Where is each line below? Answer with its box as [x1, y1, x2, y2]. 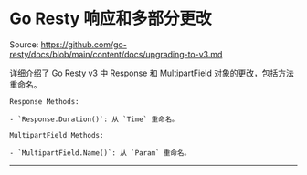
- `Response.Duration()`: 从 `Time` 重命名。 [9, 115, 179, 124]
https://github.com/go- [40, 38, 128, 50]
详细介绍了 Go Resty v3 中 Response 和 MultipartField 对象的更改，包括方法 [9, 67, 294, 78]
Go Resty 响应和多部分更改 [9, 8, 212, 29]
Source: [9, 38, 39, 50]
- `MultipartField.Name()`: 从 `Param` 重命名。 [9, 148, 192, 158]
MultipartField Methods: [9, 130, 104, 139]
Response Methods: [9, 97, 79, 106]
